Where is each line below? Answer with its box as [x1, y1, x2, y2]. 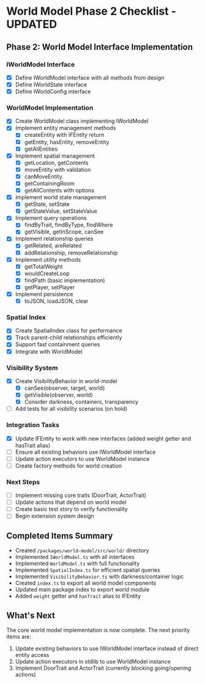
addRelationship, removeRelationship [24, 249, 118, 256]
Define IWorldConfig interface [15, 88, 91, 95]
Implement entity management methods [15, 124, 116, 132]
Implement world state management [15, 194, 106, 201]
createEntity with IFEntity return [24, 131, 105, 139]
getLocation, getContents [24, 159, 89, 166]
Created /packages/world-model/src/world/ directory [15, 547, 149, 554]
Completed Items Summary [6, 530, 113, 541]
